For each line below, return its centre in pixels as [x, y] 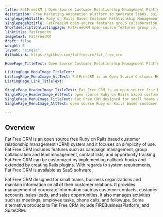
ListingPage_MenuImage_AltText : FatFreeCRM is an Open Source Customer [79, 77]
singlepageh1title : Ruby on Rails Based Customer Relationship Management [82, 18]
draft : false [18, 41]
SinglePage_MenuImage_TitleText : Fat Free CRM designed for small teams [80, 99]
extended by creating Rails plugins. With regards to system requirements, [78, 165]
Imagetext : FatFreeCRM [28, 37]
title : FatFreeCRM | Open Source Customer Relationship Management [75, 9]
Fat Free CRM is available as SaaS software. [49, 170]
